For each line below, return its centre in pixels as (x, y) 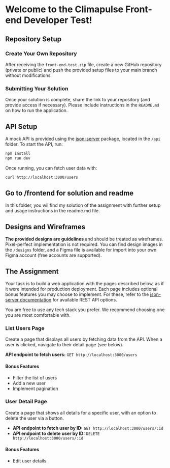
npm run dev (18, 158)
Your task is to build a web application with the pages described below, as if (84, 284)
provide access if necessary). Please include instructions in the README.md (82, 105)
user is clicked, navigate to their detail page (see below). (64, 345)
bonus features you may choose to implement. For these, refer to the (77, 294)
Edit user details (29, 461)
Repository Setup (33, 39)
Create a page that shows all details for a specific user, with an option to (81, 412)
